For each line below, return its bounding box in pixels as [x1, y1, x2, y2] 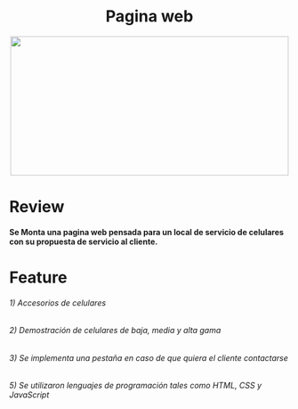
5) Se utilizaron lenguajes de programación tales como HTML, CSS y [9, 380, 262, 391]
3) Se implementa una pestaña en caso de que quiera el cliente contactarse [9, 352, 289, 363]
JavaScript [9, 389, 50, 400]
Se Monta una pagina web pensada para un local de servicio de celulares [9, 226, 285, 237]
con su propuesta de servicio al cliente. [9, 236, 158, 247]
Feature [9, 267, 68, 287]
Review [9, 197, 65, 217]
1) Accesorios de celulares [9, 297, 107, 308]
